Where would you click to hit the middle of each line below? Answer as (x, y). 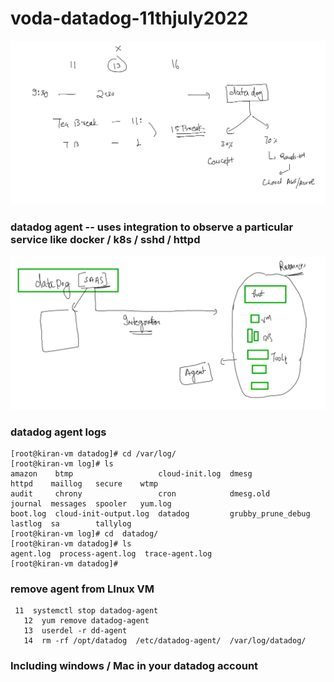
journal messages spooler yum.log (91, 503)
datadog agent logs (58, 432)
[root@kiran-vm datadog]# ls (71, 543)
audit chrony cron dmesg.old (140, 493)
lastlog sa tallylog (71, 523)
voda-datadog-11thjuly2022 (129, 18)
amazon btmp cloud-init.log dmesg (131, 473)
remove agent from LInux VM (82, 589)
